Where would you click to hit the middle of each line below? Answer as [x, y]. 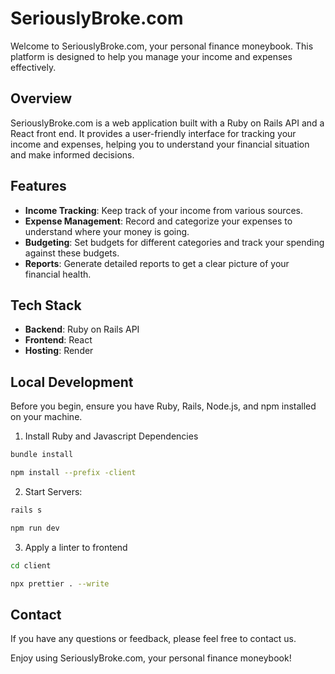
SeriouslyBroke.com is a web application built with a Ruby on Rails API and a [167, 123]
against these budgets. [72, 253]
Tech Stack [46, 305]
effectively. [33, 67]
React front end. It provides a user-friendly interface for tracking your [153, 133]
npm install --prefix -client [73, 473]
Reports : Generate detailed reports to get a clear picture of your [157, 263]
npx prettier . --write [60, 583]
